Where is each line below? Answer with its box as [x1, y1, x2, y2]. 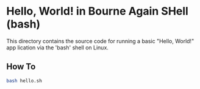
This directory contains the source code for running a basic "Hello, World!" [6, 37, 195, 44]
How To [6, 62, 36, 72]
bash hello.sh [6, 77, 43, 84]
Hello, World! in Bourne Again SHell [6, 4, 189, 18]
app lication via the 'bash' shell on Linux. [6, 44, 109, 51]
